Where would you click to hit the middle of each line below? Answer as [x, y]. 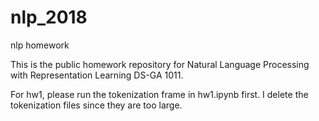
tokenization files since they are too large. [96, 105]
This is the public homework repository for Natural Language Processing [160, 64]
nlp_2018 [49, 17]
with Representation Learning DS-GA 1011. [97, 75]
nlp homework [40, 45]
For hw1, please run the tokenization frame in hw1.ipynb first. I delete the [159, 94]
